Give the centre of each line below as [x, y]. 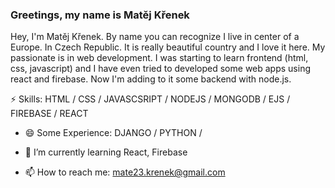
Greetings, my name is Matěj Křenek [100, 15]
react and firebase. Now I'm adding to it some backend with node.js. [151, 79]
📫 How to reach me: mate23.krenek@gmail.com [125, 172]
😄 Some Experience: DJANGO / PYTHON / [113, 133]
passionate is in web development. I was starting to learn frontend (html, [159, 58]
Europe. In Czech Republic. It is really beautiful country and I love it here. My [168, 47]
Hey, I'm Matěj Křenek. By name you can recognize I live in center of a [155, 37]
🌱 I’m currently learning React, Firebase [106, 152]
